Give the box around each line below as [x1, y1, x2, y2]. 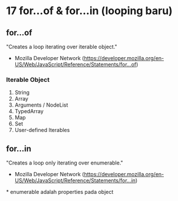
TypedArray [14, 108, 44, 115]
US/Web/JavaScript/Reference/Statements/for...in [14, 177, 136, 184]
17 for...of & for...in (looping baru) [6, 4, 173, 18]
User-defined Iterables [14, 127, 70, 134]
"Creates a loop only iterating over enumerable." [6, 159, 124, 166]
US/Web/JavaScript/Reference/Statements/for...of [14, 61, 137, 68]
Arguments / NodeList [14, 101, 68, 108]
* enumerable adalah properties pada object [6, 189, 114, 196]
